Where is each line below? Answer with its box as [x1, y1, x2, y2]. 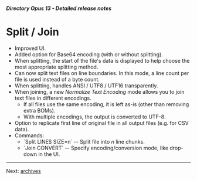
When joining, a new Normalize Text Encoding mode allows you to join [14, 88, 185, 95]
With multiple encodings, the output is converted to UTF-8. [23, 113, 166, 120]
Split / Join [6, 25, 60, 38]
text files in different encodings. [14, 94, 92, 101]
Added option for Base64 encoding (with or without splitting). [14, 50, 163, 58]
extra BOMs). [23, 107, 56, 114]
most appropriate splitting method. [14, 63, 98, 70]
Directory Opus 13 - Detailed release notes [6, 5, 112, 12]
